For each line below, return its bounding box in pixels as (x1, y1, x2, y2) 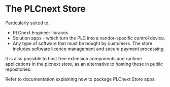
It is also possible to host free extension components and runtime (5, 55, 142, 61)
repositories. (5, 66, 32, 72)
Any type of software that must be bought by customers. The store (12, 40, 153, 46)
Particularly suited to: (5, 20, 50, 26)
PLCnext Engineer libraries (12, 29, 69, 35)
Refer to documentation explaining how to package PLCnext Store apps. (5, 76, 156, 82)
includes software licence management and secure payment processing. (12, 46, 165, 52)
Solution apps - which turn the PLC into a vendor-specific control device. (12, 35, 165, 41)
